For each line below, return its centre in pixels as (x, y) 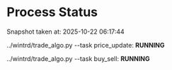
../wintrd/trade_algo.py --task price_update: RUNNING (86, 45)
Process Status (52, 12)
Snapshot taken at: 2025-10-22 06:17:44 (65, 31)
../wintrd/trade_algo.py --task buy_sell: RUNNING (78, 58)
